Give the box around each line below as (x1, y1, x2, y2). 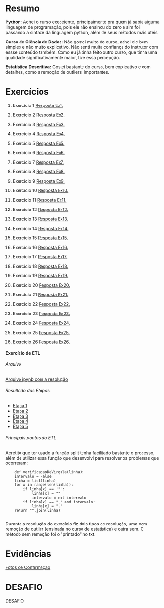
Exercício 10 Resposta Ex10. (12, 188, 69, 193)
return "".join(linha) (14, 508, 61, 513)
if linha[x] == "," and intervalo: (23, 500, 96, 504)
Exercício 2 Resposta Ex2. (12, 112, 65, 118)
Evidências (5, 548, 52, 560)
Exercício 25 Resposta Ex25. (12, 329, 70, 335)
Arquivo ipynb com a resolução (5, 377, 68, 382)
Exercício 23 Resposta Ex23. (12, 311, 70, 316)
